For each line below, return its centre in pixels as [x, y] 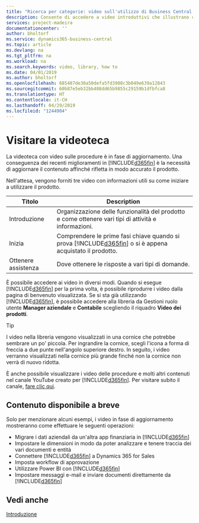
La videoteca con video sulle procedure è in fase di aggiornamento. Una [94, 157]
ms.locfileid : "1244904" [37, 111]
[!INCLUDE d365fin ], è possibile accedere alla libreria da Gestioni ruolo [92, 302]
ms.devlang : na [25, 50]
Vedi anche [28, 500]
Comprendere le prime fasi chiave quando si [118, 236]
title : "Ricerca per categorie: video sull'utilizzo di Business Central [99, 12]
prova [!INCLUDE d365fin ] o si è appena [112, 244]
